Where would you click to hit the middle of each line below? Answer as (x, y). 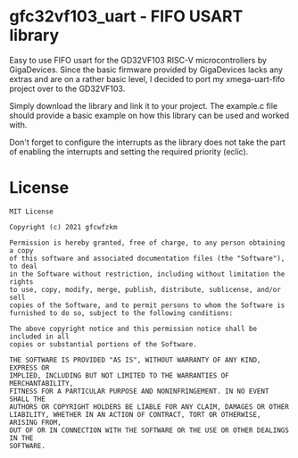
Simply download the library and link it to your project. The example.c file (144, 105)
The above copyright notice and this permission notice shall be (133, 329)
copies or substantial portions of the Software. (103, 344)
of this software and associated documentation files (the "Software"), (147, 258)
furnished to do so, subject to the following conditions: (121, 313)
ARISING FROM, (36, 422)
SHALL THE (28, 399)
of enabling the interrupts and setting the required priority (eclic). (129, 151)
